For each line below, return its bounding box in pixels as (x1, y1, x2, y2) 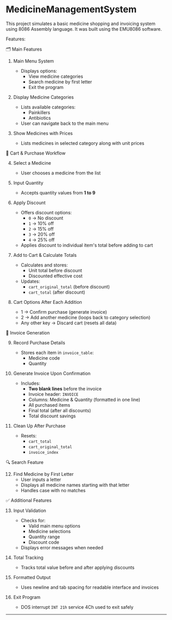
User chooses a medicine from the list (20, 170, 101, 176)
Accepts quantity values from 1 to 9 (20, 189, 96, 195)
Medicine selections (28, 528, 71, 534)
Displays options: (20, 68, 58, 74)
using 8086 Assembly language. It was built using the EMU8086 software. (6, 26, 162, 32)
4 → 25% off (28, 236, 55, 242)
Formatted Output (13, 574, 51, 580)
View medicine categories (28, 73, 83, 79)
